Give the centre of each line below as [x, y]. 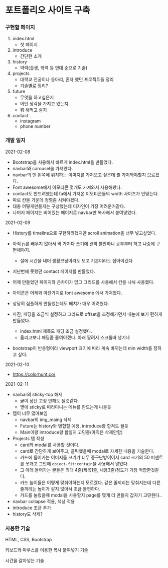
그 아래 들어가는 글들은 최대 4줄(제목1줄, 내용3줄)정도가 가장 [79, 470]
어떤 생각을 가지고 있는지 [44, 104]
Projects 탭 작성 [28, 438]
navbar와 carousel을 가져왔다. [43, 168]
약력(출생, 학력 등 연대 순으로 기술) [54, 68]
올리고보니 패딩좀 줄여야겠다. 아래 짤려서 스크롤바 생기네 [75, 337]
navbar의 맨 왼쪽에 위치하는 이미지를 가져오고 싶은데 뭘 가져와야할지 [79, 175]
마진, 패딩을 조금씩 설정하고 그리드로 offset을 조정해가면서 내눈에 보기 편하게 [87, 314]
